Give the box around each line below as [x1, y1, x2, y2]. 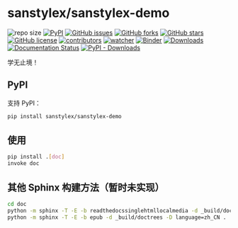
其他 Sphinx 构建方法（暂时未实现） [7, 181, 164, 193]
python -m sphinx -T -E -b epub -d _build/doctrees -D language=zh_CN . [7, 214, 227, 221]
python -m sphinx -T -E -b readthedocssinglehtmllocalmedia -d [7, 207, 198, 214]
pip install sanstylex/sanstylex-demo [7, 113, 122, 120]
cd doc [7, 200, 27, 207]
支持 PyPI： [7, 98, 41, 107]
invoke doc [7, 160, 40, 167]
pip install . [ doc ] [7, 154, 65, 161]
